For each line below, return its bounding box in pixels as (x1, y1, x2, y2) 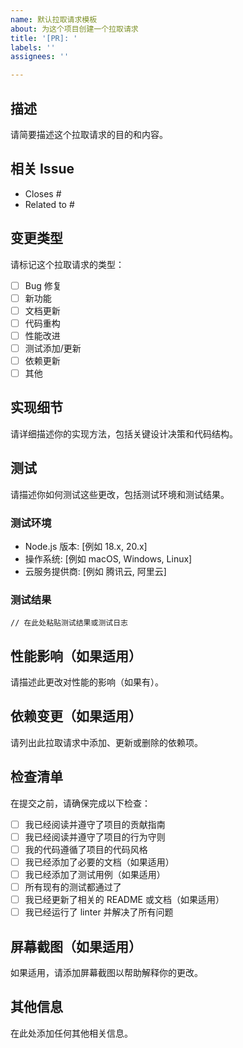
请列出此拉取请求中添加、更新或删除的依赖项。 (10, 736, 203, 748)
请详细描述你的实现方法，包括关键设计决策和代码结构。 (10, 427, 238, 440)
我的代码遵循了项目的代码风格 (24, 843, 148, 855)
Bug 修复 (24, 279, 62, 291)
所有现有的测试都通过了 (24, 881, 122, 893)
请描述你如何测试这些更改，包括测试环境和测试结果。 (10, 488, 230, 500)
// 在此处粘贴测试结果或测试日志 (10, 618, 128, 628)
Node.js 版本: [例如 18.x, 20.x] (24, 540, 148, 552)
